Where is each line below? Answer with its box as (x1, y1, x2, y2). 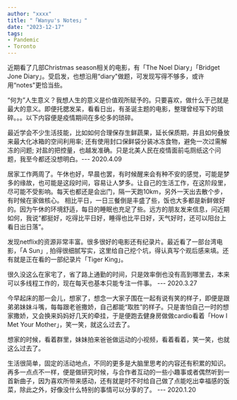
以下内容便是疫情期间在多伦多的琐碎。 (25, 113, 138, 122)
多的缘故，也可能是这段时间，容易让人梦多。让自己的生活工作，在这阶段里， (7, 179, 230, 187)
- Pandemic (7, 37, 39, 44)
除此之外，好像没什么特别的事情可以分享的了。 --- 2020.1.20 (19, 385, 196, 394)
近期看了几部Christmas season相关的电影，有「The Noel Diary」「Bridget (7, 63, 220, 71)
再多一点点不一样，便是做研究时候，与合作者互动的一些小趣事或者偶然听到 (7, 368, 224, 376)
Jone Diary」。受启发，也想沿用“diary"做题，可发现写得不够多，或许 (7, 72, 205, 80)
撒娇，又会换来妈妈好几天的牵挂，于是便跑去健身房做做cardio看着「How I (13, 311, 228, 320)
